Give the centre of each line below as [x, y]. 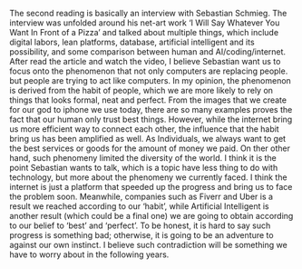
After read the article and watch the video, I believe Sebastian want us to [145, 61]
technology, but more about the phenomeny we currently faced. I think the [148, 177]
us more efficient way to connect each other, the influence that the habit [144, 129]
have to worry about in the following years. [89, 254]
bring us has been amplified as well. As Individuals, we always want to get [148, 139]
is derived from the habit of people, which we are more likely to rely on [141, 90]
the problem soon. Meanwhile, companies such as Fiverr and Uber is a [141, 196]
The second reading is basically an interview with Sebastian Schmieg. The [148, 13]
